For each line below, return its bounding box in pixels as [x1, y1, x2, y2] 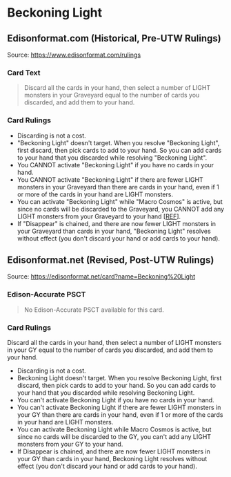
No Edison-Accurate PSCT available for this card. [23, 306, 164, 314]
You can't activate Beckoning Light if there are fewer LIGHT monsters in [17, 403, 221, 411]
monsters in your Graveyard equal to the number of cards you [23, 91, 200, 100]
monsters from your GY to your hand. [17, 440, 123, 448]
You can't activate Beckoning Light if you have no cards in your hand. [17, 396, 215, 404]
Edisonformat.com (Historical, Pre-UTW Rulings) [7, 32, 222, 44]
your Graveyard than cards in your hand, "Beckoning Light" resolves [17, 227, 212, 235]
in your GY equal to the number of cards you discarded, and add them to [7, 346, 214, 354]
